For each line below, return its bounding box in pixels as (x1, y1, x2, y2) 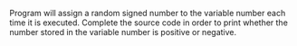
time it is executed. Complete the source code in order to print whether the (9, 17, 288, 28)
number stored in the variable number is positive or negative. (9, 27, 237, 37)
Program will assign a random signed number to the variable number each (9, 8, 286, 18)
